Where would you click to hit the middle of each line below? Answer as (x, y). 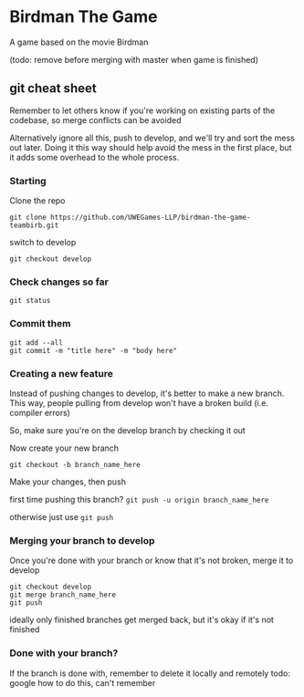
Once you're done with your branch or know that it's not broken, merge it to (152, 561)
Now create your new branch (64, 448)
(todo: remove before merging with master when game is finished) (134, 59)
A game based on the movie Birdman (79, 42)
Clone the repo (37, 201)
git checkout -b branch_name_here (75, 464)
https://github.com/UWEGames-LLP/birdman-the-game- (150, 218)
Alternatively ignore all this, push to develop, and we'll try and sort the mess (152, 138)
